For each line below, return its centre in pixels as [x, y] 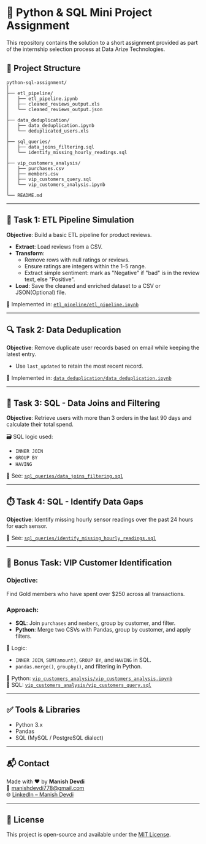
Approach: [23, 610]
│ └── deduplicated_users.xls [48, 131]
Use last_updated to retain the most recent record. [79, 366]
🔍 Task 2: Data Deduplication [64, 330]
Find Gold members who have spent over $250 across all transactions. [96, 594]
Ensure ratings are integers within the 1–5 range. [85, 266]
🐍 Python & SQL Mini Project [79, 13]
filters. [23, 636]
